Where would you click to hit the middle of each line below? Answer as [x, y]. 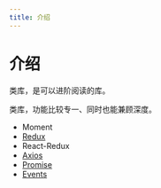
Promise [37, 164]
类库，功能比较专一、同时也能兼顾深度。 [83, 109]
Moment [37, 127]
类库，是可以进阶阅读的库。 [60, 90]
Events [34, 174]
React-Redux [46, 145]
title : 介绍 [30, 17]
